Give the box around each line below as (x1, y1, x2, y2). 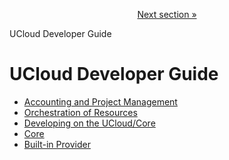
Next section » (137, 9, 197, 20)
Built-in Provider (23, 138, 91, 150)
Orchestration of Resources (23, 106, 138, 118)
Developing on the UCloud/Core (23, 117, 156, 129)
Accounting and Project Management (23, 95, 178, 108)
